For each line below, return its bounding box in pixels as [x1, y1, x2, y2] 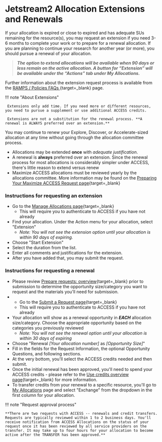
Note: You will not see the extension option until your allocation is [19, 229, 151, 235]
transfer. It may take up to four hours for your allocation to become [5, 428, 153, 433]
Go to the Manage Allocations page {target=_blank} [12, 203, 114, 209]
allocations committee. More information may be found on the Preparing [12, 175, 157, 181]
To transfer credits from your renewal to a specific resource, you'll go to [12, 382, 157, 387]
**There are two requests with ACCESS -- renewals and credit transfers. [5, 411, 158, 416]
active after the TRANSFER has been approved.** [5, 432, 106, 437]
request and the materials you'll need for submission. [12, 289, 119, 295]
